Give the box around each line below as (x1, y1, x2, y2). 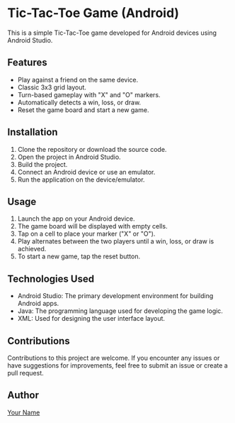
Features (7, 57, 47, 69)
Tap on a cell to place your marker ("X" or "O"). (17, 229, 156, 238)
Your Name (7, 408, 40, 417)
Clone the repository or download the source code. (17, 145, 167, 153)
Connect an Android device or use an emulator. (17, 167, 156, 176)
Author (7, 389, 39, 402)
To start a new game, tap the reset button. (17, 252, 141, 260)
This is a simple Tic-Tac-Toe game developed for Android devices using (7, 28, 217, 37)
